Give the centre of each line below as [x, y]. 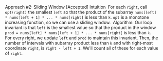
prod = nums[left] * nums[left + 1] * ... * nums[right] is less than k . [78, 33]
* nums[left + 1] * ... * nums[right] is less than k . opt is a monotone [77, 17]
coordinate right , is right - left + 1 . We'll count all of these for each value [82, 48]
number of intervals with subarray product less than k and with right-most [79, 43]
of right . [14, 53]
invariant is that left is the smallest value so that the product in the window [81, 28]
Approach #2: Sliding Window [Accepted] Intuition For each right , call [76, 7]
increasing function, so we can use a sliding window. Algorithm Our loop [79, 22]
